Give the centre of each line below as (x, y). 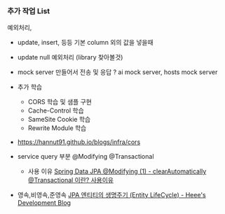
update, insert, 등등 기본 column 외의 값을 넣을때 (85, 43)
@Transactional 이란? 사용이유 (71, 180)
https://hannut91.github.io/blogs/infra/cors (79, 142)
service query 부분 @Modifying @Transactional (86, 157)
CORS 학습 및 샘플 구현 (60, 102)
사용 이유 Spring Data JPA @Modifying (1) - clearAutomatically (117, 171)
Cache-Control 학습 (56, 110)
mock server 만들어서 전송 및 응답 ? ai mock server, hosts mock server (117, 72)
